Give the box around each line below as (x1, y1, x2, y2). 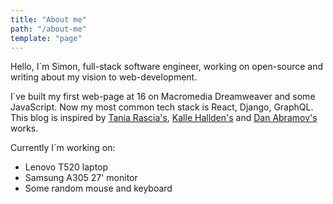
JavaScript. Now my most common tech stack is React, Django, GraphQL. (10, 101, 314, 113)
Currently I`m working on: (10, 142, 116, 154)
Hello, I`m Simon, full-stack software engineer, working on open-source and (10, 61, 324, 73)
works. (10, 122, 39, 135)
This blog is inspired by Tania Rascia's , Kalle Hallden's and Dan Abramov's (10, 112, 318, 124)
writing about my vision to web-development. (10, 71, 198, 83)
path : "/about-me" (10, 24, 87, 34)
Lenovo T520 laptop (24, 161, 109, 173)
